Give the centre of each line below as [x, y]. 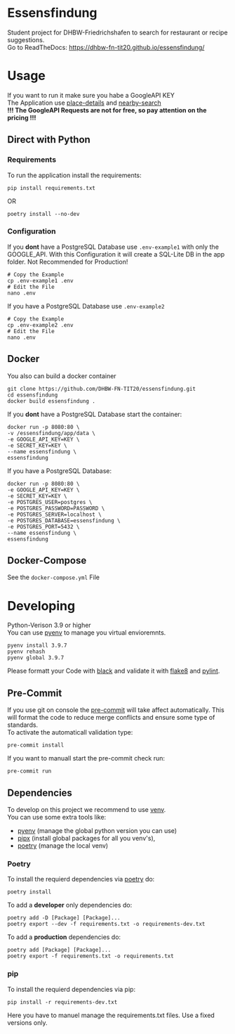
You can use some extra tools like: [57, 817]
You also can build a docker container [62, 376]
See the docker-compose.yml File [54, 577]
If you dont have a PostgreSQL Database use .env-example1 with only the [113, 247]
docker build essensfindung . [52, 401]
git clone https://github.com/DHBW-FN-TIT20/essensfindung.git [102, 389]
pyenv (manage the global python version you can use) [97, 831]
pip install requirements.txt [52, 188]
